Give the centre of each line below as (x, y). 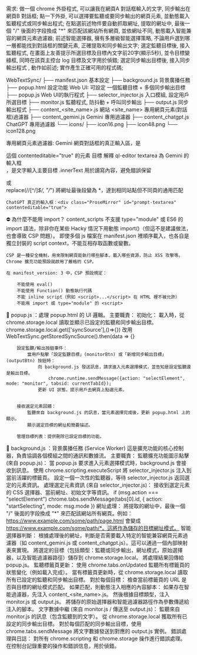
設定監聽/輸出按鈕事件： (42, 348)
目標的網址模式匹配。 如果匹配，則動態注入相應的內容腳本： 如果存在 (100, 587)
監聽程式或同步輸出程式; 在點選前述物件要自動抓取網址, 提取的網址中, (90, 23)
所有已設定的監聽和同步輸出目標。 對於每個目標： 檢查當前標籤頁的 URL (93, 580)
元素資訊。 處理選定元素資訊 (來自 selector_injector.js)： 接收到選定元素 (103, 485)
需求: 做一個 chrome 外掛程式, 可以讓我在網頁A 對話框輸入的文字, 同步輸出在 (98, 9)
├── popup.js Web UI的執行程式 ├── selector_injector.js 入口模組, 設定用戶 (98, 95)
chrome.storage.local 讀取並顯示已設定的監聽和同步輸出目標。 (81, 322)
